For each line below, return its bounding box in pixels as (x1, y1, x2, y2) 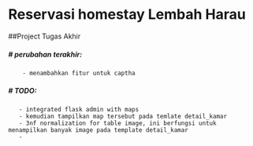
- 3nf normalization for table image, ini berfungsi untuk (18, 119, 217, 127)
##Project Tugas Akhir (8, 31, 81, 41)
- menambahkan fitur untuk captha (22, 69, 136, 77)
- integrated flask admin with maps (18, 105, 140, 113)
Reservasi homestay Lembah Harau (8, 5, 246, 24)
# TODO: (8, 86, 37, 95)
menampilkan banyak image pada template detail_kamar (8, 126, 189, 134)
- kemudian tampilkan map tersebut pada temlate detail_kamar (18, 112, 227, 120)
